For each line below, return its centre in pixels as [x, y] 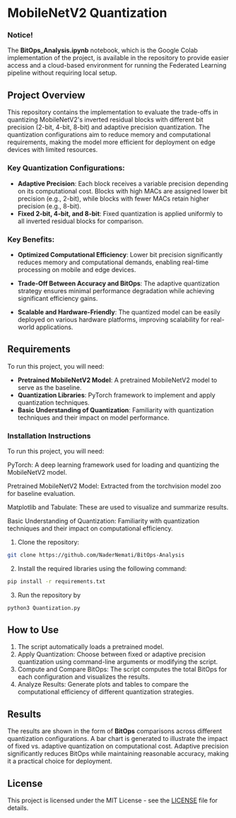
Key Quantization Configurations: [66, 168]
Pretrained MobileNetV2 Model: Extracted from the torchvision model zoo [114, 486]
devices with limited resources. [53, 150]
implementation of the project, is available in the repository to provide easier [118, 58]
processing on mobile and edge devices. [77, 269]
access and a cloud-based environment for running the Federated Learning [117, 66]
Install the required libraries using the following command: [102, 568]
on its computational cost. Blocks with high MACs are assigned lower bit [123, 191]
